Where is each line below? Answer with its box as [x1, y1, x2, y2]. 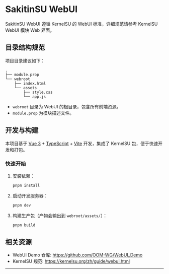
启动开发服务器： [12, 192, 48, 198]
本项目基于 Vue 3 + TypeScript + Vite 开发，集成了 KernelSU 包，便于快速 [5, 140, 158, 147]
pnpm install [12, 183, 40, 188]
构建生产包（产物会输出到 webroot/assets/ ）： [12, 213, 108, 219]
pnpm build [12, 223, 36, 228]
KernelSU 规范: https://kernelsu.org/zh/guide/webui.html [12, 258, 130, 264]
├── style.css [23, 90, 53, 95]
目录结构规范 [5, 43, 45, 52]
